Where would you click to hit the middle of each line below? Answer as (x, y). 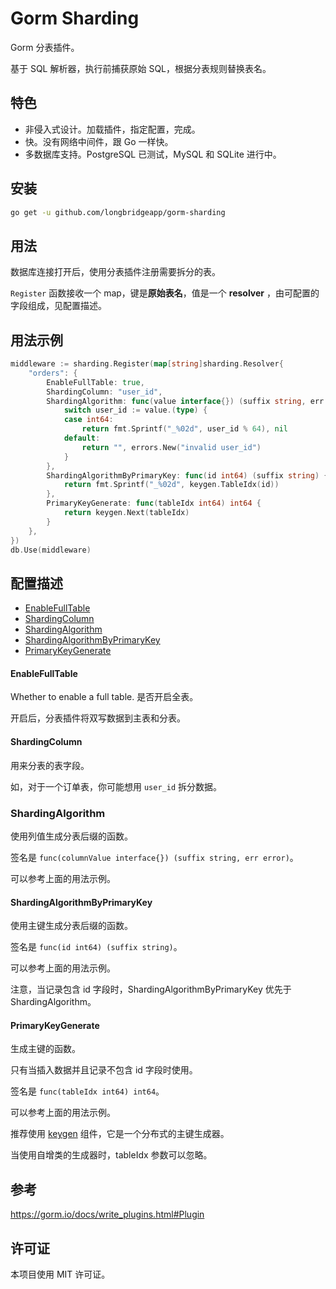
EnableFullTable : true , (95, 382)
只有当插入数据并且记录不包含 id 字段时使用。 (104, 1070)
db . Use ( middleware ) (51, 550)
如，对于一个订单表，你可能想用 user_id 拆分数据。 (116, 786)
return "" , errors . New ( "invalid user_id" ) (171, 447)
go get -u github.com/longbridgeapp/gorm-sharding (118, 212)
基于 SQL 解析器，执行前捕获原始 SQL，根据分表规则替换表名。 (141, 68)
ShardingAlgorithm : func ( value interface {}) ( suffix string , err (185, 401)
